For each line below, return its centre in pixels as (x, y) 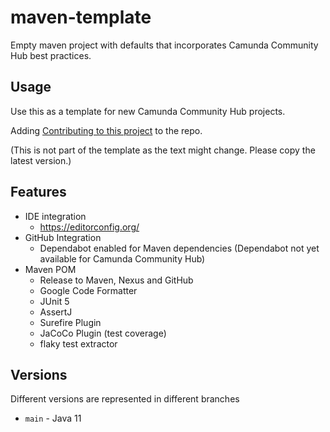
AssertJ (56, 312)
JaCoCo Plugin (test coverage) (103, 333)
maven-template (81, 17)
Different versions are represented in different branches (125, 399)
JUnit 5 (54, 301)
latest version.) (41, 160)
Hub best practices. (51, 55)
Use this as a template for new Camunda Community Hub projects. (148, 111)
